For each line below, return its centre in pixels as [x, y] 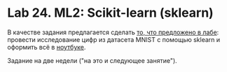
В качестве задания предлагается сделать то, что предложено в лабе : [113, 32]
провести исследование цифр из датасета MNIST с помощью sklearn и [114, 39]
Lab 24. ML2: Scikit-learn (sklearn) [110, 13]
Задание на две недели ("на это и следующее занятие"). [92, 60]
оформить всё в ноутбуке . [47, 47]
